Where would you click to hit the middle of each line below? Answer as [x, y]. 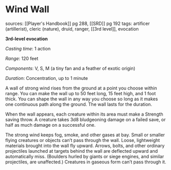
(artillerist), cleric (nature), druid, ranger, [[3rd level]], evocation [72, 29]
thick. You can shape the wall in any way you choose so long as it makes [82, 99]
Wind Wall [27, 9]
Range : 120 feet [22, 58]
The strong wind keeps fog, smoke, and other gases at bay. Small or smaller [85, 135]
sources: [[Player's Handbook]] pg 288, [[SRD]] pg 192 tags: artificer [78, 23]
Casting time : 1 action [28, 48]
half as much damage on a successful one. [51, 125]
